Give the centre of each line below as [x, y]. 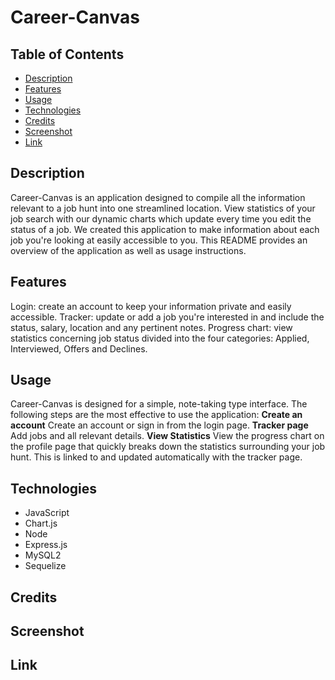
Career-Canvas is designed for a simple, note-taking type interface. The [159, 404]
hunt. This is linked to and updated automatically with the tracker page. [156, 457]
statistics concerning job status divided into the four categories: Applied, [160, 338]
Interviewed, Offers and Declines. [79, 348]
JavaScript [47, 513]
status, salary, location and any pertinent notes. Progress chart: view [151, 327]
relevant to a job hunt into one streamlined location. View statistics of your [163, 208]
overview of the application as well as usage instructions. [128, 250]
